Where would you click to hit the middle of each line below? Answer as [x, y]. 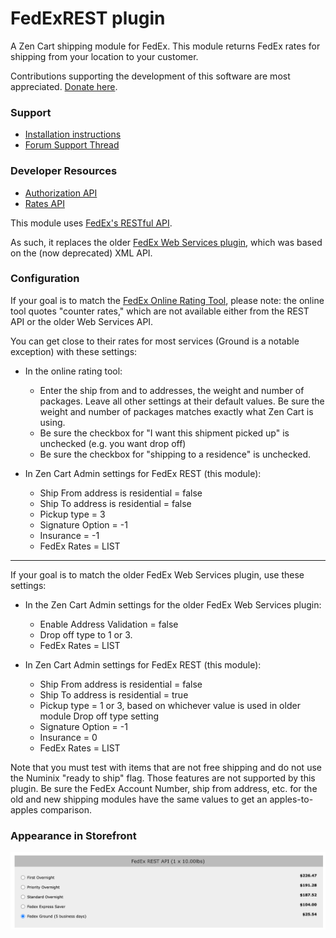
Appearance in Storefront [73, 835]
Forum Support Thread [72, 145]
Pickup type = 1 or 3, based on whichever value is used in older [170, 705]
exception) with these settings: [74, 351]
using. [52, 422]
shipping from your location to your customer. [104, 56]
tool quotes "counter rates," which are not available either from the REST [160, 311]
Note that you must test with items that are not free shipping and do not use [166, 767]
